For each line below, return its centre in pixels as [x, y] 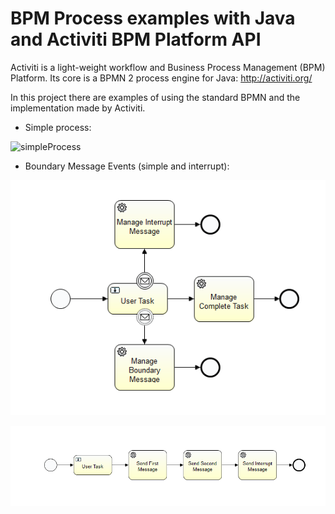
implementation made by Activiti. [78, 108]
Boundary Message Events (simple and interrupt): [127, 166]
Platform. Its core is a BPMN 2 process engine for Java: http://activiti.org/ [161, 78]
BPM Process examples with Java [153, 18]
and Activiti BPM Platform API [136, 39]
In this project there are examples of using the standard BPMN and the [155, 97]
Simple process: [58, 127]
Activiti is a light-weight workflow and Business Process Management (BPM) [168, 67]
